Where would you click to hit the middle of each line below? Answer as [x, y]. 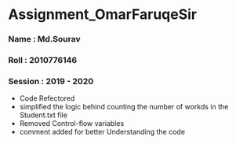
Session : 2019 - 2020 [51, 81]
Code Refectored [47, 98]
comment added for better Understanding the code [102, 132]
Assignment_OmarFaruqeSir [103, 15]
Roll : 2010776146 [43, 61]
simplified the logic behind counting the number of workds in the [124, 107]
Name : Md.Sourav [44, 39]
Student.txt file [44, 115]
